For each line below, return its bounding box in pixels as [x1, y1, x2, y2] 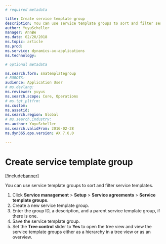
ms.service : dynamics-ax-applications [5, 48, 85, 53]
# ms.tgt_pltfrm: [5, 98, 41, 103]
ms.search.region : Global [5, 112, 58, 117]
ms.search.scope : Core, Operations [5, 94, 79, 99]
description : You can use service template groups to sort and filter [5, 21, 154, 26]
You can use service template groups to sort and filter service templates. [5, 182, 154, 188]
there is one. [12, 213, 38, 219]
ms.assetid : [5, 107, 30, 113]
